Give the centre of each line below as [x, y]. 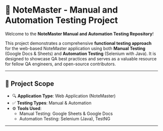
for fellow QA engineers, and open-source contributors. [61, 64]
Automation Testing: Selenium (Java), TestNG [65, 118]
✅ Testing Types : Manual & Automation [52, 103]
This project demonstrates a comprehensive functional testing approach [78, 43]
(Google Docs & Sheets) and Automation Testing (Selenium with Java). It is [81, 54]
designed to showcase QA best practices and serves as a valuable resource [81, 58]
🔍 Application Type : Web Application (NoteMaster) [64, 96]
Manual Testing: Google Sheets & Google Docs [66, 113]
